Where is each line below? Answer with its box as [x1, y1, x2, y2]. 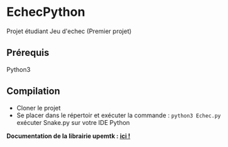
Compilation [6, 86, 60, 97]
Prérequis [6, 47, 50, 59]
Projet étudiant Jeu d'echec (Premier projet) [6, 27, 132, 35]
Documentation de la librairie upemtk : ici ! [6, 132, 131, 140]
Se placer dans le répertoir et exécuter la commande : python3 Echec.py [16, 111, 221, 119]
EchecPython [6, 4, 86, 20]
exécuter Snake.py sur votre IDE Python [16, 118, 131, 126]
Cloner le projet [16, 104, 61, 112]
